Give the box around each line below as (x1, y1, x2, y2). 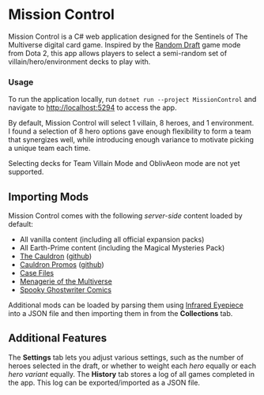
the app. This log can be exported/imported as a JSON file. (8, 378, 200, 387)
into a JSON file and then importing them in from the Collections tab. (8, 309, 233, 318)
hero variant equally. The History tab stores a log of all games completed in (8, 369, 255, 378)
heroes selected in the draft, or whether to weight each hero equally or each (8, 361, 257, 371)
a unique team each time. (8, 144, 91, 153)
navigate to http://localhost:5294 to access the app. (8, 103, 177, 112)
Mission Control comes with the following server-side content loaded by (8, 211, 243, 220)
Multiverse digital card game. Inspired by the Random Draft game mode (8, 39, 241, 49)
